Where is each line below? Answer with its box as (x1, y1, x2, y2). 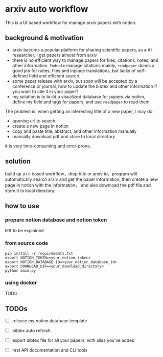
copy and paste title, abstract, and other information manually (12, 128, 137, 134)
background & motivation (5, 34, 84, 42)
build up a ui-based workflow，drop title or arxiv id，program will (5, 170, 137, 177)
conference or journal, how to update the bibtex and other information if (12, 83, 158, 89)
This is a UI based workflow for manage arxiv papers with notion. (5, 20, 137, 25)
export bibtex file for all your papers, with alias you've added (12, 337, 135, 343)
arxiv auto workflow (5, 3, 88, 15)
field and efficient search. (29, 72, 81, 79)
